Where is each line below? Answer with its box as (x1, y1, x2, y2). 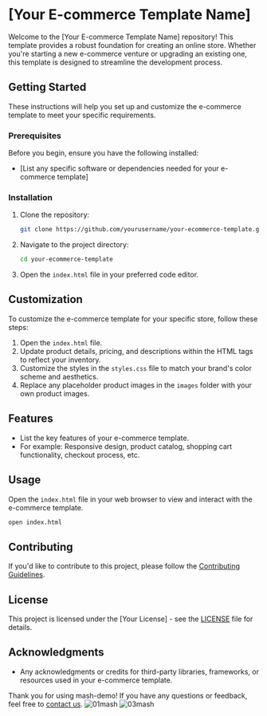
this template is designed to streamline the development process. (8, 57, 223, 67)
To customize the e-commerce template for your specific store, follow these (8, 313, 258, 324)
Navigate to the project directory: (19, 240, 129, 250)
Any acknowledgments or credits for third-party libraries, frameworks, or (19, 667, 259, 676)
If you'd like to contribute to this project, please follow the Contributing (8, 561, 241, 571)
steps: (8, 322, 29, 332)
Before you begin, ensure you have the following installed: (8, 148, 199, 158)
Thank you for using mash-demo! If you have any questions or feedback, (8, 690, 248, 700)
